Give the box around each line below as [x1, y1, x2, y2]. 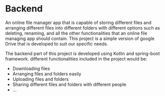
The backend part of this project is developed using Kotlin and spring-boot [5, 50, 160, 56]
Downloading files [12, 65, 50, 71]
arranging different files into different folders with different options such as [5, 24, 160, 30]
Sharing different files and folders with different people [12, 81, 127, 87]
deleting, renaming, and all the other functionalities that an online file [5, 30, 147, 36]
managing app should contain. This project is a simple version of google [5, 35, 155, 41]
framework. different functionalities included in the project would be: [5, 55, 147, 61]
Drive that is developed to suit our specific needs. [5, 40, 108, 46]
